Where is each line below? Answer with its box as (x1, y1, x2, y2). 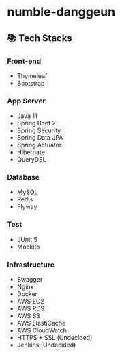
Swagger (16, 276, 43, 284)
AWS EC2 (16, 297, 44, 306)
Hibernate (16, 148, 46, 156)
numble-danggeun (7, 4, 116, 20)
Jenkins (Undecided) (16, 341, 76, 350)
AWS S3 (16, 312, 41, 320)
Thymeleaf (16, 71, 48, 79)
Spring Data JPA (16, 134, 63, 142)
